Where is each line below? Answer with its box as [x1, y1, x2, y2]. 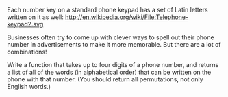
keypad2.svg [7, 20, 44, 28]
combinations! [7, 47, 47, 56]
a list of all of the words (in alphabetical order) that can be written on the [7, 68, 212, 76]
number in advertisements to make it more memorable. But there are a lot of [7, 41, 221, 48]
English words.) [7, 83, 51, 90]
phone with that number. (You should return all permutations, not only [7, 75, 203, 83]
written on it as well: [7, 13, 64, 21]
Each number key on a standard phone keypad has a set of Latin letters [7, 6, 208, 14]
